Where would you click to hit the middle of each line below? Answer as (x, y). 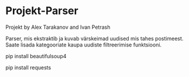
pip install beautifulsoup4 (36, 56)
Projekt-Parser (42, 11)
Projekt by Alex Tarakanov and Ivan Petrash (58, 27)
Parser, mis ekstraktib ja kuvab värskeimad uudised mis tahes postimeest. (94, 38)
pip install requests (28, 67)
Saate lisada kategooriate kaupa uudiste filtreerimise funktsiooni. (84, 45)
